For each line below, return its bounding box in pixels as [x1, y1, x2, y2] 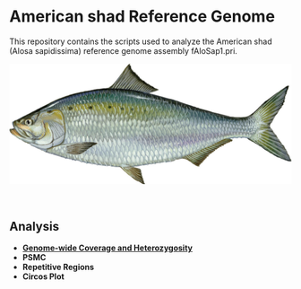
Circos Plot [21, 271, 64, 282]
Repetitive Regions [21, 262, 95, 273]
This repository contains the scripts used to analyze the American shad [9, 36, 272, 47]
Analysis [9, 218, 60, 234]
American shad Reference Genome [9, 6, 276, 27]
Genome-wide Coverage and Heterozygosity [21, 242, 193, 253]
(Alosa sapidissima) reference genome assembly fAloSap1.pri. [9, 45, 237, 56]
